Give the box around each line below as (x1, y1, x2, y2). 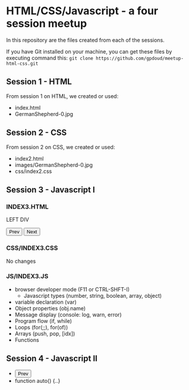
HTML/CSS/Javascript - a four (6, 4, 159, 18)
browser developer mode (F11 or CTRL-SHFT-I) (14, 285, 130, 292)
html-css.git (6, 61, 39, 67)
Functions (14, 336, 40, 343)
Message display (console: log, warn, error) (14, 311, 122, 318)
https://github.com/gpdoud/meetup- (96, 55, 184, 61)
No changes (6, 257, 36, 265)
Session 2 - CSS (6, 128, 67, 138)
